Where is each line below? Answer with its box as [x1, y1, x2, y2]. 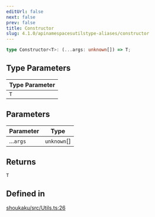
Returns [6, 157, 37, 167]
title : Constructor [6, 25, 54, 31]
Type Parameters [6, 63, 71, 73]
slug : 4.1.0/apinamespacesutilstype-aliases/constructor [6, 31, 150, 37]
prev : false [6, 20, 35, 25]
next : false [6, 14, 35, 20]
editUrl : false [6, 8, 44, 15]
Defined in [6, 189, 46, 199]
